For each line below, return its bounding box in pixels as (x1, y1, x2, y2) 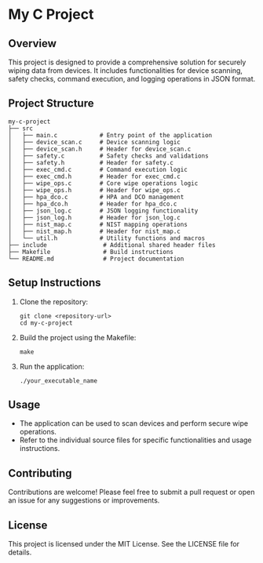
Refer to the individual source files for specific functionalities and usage (19, 435, 252, 445)
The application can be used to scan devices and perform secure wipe (19, 419, 249, 428)
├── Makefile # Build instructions (8, 248, 174, 256)
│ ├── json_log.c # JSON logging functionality (8, 206, 199, 215)
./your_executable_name (19, 376, 98, 385)
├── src (8, 124, 34, 133)
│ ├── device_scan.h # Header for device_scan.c (8, 145, 192, 153)
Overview (8, 37, 57, 50)
